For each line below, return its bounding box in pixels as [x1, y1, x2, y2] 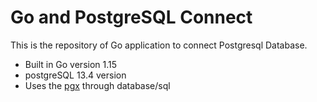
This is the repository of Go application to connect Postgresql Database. [10, 39, 308, 51]
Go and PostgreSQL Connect [10, 6, 253, 29]
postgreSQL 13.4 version [24, 69, 127, 81]
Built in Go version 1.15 [24, 58, 118, 70]
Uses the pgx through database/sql [24, 79, 171, 91]
